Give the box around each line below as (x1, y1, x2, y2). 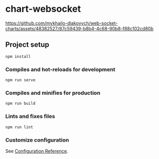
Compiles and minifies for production (5, 89, 100, 96)
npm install (5, 54, 31, 59)
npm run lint (5, 124, 33, 130)
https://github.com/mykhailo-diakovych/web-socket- (5, 20, 118, 26)
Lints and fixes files (5, 113, 56, 120)
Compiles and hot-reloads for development (5, 66, 116, 73)
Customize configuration (5, 136, 69, 144)
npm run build (5, 101, 36, 106)
